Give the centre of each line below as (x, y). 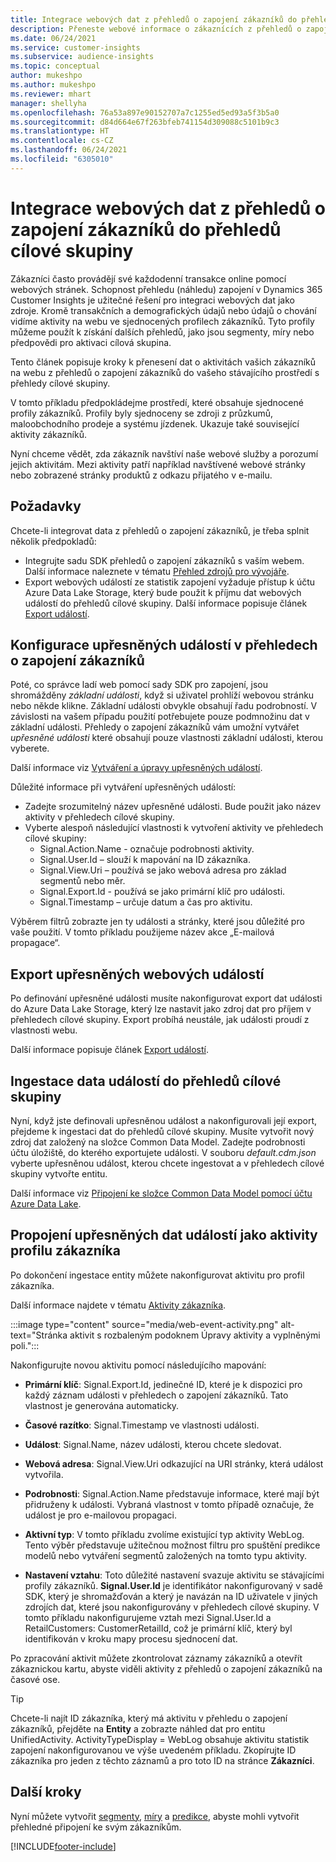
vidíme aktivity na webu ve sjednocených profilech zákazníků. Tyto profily (162, 321)
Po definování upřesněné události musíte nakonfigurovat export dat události (166, 998)
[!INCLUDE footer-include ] (63, 1846)
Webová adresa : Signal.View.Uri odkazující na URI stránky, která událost (174, 1463)
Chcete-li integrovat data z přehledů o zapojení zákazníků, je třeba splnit (160, 530)
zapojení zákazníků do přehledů (146, 229)
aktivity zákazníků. (48, 434)
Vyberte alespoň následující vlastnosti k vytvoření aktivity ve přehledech (174, 828)
